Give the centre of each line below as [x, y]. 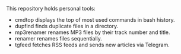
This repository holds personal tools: [51, 9]
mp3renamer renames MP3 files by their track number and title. [92, 32]
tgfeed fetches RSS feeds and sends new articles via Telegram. [92, 45]
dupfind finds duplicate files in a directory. [66, 26]
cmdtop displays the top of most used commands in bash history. [95, 20]
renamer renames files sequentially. [58, 38]
